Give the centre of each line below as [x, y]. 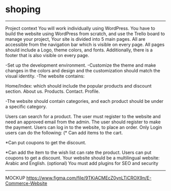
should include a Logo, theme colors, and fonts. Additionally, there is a [79, 50]
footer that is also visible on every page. [47, 55]
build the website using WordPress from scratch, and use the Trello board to [85, 34]
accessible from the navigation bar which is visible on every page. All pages [85, 44]
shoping [23, 9]
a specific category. [26, 106]
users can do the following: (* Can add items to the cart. [64, 132]
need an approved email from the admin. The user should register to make [83, 122]
